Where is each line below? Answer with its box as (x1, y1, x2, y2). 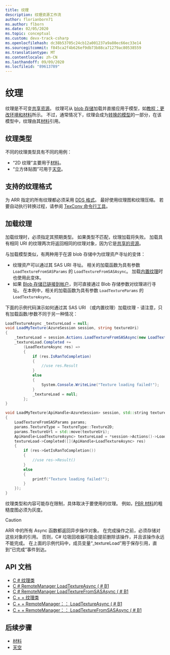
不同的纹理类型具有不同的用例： (5, 148, 72, 155)
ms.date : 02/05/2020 (5, 26, 49, 32)
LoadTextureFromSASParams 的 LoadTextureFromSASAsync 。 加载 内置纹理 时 (12, 268, 163, 274)
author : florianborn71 (5, 17, 53, 22)
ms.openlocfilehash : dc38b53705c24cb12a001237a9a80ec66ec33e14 (5, 41, 142, 46)
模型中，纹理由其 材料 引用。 (5, 118, 63, 124)
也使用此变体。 (12, 274, 44, 280)
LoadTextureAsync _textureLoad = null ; (5, 321, 90, 326)
